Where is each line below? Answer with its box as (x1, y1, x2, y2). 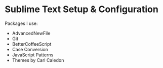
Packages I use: (5, 20, 38, 26)
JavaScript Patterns (12, 52, 54, 58)
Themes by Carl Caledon (12, 57, 64, 63)
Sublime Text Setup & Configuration (5, 4, 159, 15)
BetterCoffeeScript (12, 41, 52, 47)
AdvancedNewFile (12, 30, 51, 36)
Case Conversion (12, 46, 49, 52)
